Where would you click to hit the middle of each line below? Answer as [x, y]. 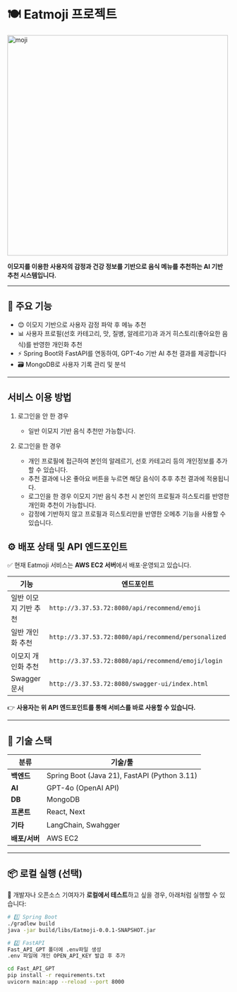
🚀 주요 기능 [30, 307]
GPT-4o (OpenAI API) [83, 788]
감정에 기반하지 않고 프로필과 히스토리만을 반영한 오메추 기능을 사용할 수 [127, 514]
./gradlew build [31, 924]
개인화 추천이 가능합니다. [62, 504]
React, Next [66, 812]
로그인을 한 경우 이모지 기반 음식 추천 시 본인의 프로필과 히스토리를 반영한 [129, 496]
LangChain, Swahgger [84, 825]
